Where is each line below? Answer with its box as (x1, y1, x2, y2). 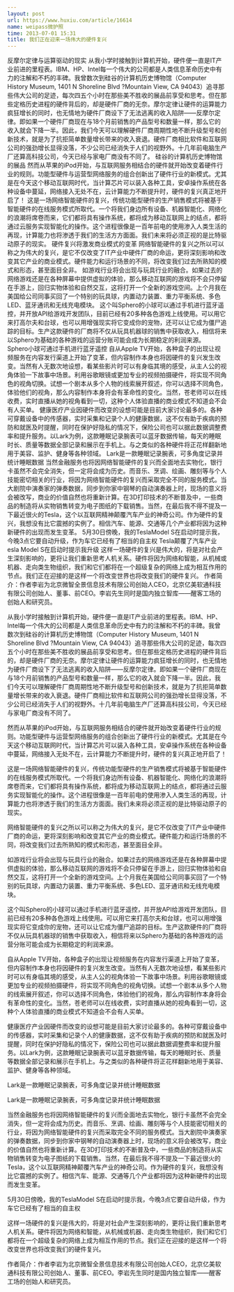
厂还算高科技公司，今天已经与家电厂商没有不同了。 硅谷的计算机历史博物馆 (7, 152, 223, 161)
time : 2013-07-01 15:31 (7, 29, 77, 37)
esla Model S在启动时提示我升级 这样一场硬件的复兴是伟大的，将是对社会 (7, 546, 217, 554)
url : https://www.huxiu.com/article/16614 (7, 17, 132, 24)
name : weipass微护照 (7, 23, 64, 30)
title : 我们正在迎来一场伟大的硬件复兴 (7, 36, 107, 43)
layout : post (7, 10, 45, 17)
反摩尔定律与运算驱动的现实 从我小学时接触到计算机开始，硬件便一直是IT (7, 57, 216, 65)
